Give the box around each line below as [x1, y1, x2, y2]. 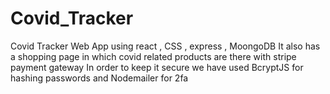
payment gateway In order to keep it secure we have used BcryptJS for [10, 61, 304, 73]
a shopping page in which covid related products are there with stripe [10, 50, 297, 62]
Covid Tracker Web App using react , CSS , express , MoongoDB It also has [10, 40, 321, 52]
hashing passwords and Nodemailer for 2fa [10, 72, 189, 84]
